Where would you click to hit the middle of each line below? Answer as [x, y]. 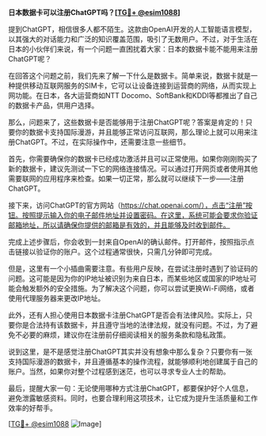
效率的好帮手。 [32, 408]
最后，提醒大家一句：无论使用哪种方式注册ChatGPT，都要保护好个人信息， [131, 388]
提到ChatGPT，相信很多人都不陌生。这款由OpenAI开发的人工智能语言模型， [132, 29]
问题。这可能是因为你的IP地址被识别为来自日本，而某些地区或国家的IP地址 [129, 279]
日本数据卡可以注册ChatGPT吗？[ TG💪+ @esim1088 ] [94, 12]
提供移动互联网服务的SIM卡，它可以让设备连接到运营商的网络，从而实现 [132, 85]
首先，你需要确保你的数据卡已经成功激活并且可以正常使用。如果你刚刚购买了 [133, 159]
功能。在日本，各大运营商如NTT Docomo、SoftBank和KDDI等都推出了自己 [136, 95]
